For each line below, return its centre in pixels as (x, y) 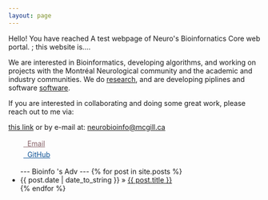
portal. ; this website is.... (50, 47)
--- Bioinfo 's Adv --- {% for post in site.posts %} (101, 171)
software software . (39, 88)
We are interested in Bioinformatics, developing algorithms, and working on (132, 62)
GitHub (38, 155)
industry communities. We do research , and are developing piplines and (127, 79)
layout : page (30, 16)
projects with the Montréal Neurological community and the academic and (130, 71)
